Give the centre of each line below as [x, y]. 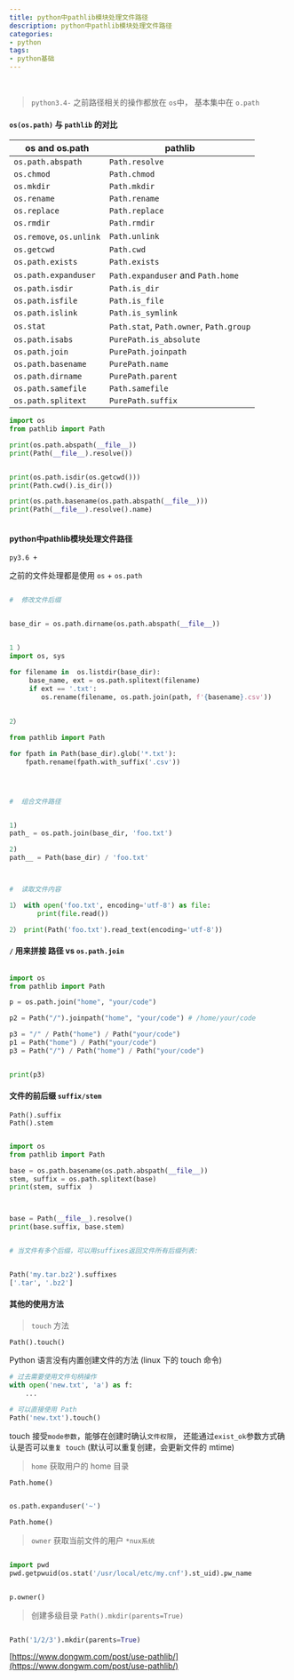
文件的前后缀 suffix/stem [56, 1096]
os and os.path [57, 148]
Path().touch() [37, 1342]
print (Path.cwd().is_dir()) [61, 485]
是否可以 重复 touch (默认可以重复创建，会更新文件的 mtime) [126, 1447]
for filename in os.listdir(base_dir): [85, 672]
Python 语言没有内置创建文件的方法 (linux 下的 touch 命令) [115, 1359]
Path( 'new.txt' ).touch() [55, 1418]
